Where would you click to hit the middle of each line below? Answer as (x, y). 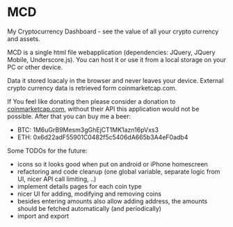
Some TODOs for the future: (48, 150)
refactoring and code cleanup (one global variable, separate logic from (119, 171)
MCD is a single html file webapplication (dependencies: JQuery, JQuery (111, 52)
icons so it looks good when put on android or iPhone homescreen (113, 164)
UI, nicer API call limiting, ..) (57, 179)
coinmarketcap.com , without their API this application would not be (103, 109)
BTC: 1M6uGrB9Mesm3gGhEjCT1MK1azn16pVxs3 (88, 130)
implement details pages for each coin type (79, 186)
